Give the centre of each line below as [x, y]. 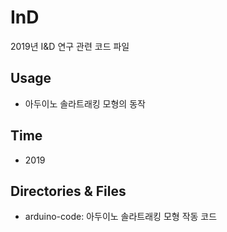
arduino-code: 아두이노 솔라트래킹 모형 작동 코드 [121, 217]
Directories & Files [68, 191]
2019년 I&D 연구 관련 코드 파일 [70, 46]
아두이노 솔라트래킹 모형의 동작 [85, 103]
